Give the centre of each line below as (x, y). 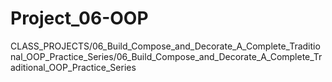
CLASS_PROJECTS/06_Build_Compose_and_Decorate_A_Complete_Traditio (165, 46)
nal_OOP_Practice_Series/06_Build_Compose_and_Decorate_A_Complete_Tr (166, 56)
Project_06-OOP (79, 18)
